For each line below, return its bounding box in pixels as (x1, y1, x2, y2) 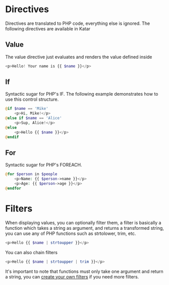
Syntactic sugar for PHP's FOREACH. (5, 162, 82, 168)
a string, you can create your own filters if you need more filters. (5, 273, 139, 279)
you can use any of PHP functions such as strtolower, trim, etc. (5, 230, 136, 236)
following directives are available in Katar (5, 25, 91, 31)
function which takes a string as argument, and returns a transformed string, (5, 225, 164, 231)
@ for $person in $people (5, 172, 58, 177)
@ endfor (5, 186, 22, 191)
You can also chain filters (5, 249, 58, 255)
